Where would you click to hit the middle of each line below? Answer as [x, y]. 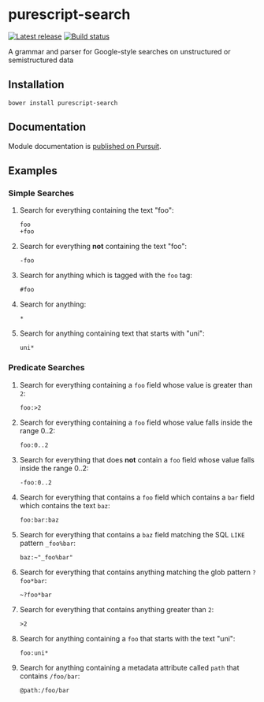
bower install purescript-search [63, 103]
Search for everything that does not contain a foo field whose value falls [137, 459]
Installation [36, 85]
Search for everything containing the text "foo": [97, 210]
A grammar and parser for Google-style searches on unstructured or [119, 51]
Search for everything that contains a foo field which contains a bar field [137, 497]
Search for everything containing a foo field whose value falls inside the [136, 422]
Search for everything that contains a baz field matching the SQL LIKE [132, 534]
